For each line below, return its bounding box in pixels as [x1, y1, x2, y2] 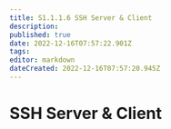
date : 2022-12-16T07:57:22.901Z [9, 38, 132, 48]
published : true [9, 30, 71, 39]
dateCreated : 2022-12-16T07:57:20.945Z [9, 64, 161, 74]
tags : [9, 47, 30, 56]
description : [9, 22, 59, 31]
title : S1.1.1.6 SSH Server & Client [9, 13, 153, 23]
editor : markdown [9, 55, 75, 64]
